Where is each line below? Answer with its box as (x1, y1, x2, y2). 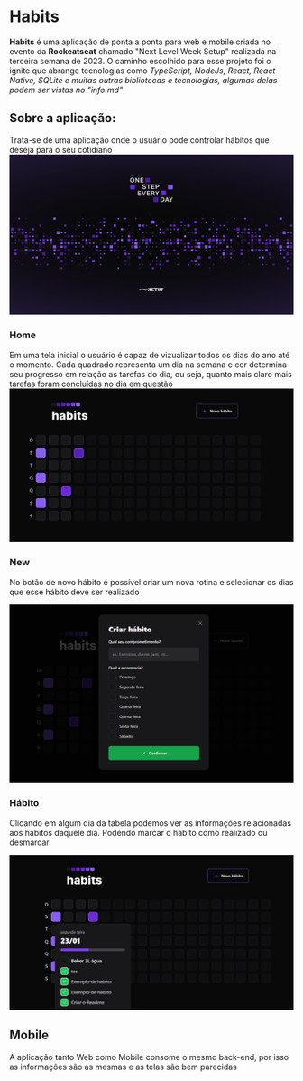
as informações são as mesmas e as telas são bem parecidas (9, 1061, 237, 1072)
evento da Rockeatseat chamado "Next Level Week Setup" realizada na (9, 45, 277, 56)
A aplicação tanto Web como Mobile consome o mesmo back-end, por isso (9, 1051, 289, 1062)
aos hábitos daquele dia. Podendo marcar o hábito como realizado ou (9, 827, 268, 838)
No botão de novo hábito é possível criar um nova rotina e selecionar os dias (9, 576, 294, 587)
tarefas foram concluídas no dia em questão (9, 378, 173, 389)
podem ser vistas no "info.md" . (9, 84, 125, 95)
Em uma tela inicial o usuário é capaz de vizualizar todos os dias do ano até (9, 349, 290, 360)
